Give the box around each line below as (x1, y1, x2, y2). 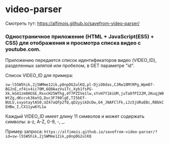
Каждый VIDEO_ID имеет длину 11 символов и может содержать (5, 113, 145, 120)
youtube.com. (5, 46, 41, 53)
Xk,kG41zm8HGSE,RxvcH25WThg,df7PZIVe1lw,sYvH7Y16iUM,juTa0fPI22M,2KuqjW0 (5, 91, 164, 96)
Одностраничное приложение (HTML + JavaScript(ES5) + (5, 33, 154, 40)
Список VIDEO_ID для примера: (5, 73, 73, 79)
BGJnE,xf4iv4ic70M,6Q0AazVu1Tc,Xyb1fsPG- (5, 87, 94, 92)
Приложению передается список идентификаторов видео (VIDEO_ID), (5, 57, 157, 63)
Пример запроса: (5, 128, 43, 135)
